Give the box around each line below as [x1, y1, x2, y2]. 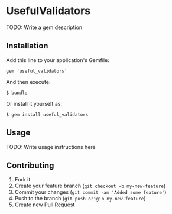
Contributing [6, 160, 54, 170]
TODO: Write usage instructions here [6, 143, 96, 150]
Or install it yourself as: [6, 100, 62, 107]
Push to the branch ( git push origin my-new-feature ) [14, 195, 146, 202]
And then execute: [6, 78, 51, 85]
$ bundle [6, 90, 28, 96]
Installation [6, 41, 48, 51]
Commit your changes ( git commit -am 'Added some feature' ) [14, 189, 167, 196]
